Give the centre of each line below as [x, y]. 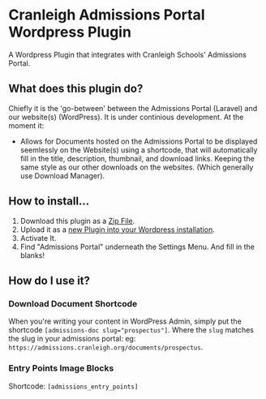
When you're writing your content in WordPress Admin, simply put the [125, 321]
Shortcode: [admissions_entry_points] [73, 386]
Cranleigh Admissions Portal [107, 15]
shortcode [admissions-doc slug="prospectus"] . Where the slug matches [131, 330]
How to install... [49, 202]
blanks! [32, 255]
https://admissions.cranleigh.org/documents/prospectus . [106, 347]
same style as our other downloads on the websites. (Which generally [137, 167]
